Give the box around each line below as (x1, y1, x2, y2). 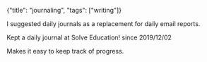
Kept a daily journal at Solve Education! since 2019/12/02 (6, 33, 172, 42)
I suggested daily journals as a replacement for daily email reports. (6, 20, 201, 27)
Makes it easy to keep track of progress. (6, 47, 124, 55)
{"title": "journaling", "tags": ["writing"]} (6, 6, 122, 14)
